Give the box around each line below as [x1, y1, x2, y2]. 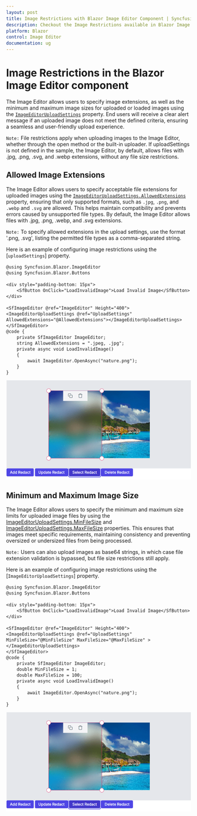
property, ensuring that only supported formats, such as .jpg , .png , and [6, 198, 179, 205]
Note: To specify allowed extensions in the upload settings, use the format [6, 228, 186, 235]
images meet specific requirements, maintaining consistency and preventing [6, 531, 191, 538]
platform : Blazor [6, 28, 49, 34]
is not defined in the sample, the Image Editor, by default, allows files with [6, 147, 184, 154]
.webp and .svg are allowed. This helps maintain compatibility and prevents [6, 204, 186, 211]
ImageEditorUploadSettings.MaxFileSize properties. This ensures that [6, 525, 174, 532]
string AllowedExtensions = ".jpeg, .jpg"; [16, 340, 125, 346]
